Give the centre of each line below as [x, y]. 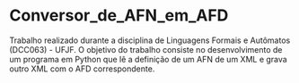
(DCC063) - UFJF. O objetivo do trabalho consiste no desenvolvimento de [146, 49]
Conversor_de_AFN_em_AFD [119, 16]
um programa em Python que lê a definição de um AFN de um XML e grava [148, 59]
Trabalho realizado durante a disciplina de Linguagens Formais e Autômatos [150, 40]
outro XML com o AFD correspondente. [82, 69]
